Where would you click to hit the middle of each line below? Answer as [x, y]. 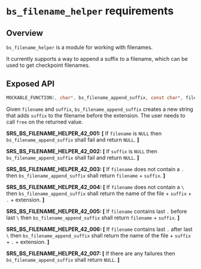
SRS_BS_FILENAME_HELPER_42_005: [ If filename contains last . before [97, 211]
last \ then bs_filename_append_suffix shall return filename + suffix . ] [93, 217]
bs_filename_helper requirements [90, 11]
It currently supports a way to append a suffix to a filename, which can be [97, 59]
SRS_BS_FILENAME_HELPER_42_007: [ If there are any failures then [91, 253]
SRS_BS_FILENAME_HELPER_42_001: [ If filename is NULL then [84, 133]
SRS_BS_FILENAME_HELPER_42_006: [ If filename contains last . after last [99, 229]
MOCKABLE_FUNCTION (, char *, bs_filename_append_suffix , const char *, [95, 98]
